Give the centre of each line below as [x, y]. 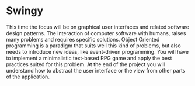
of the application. [28, 77]
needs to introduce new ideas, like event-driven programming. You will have [97, 51]
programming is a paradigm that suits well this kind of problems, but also [93, 46]
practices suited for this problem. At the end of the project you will [86, 64]
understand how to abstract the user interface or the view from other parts [96, 70]
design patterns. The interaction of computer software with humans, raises [96, 33]
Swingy [25, 11]
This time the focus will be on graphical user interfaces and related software [98, 27]
